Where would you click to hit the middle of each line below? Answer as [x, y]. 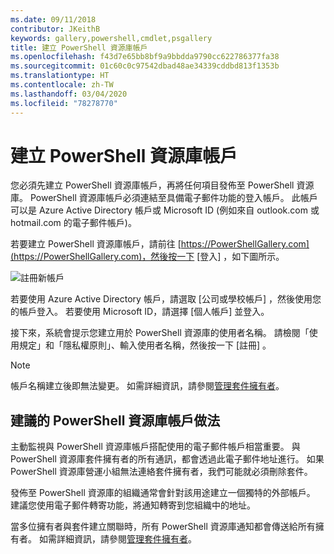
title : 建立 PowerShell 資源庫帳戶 [79, 47]
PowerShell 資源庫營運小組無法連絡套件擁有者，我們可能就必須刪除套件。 [161, 472]
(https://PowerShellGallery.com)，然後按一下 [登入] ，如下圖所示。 [147, 257]
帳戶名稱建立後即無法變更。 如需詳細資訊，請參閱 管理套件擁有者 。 [147, 386]
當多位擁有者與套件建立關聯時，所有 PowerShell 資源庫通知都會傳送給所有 [163, 527]
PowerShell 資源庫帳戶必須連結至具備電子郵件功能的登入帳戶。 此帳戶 [173, 198]
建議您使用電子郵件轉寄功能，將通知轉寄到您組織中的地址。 [133, 505]
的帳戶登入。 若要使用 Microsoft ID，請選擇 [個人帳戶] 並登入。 [140, 312]
